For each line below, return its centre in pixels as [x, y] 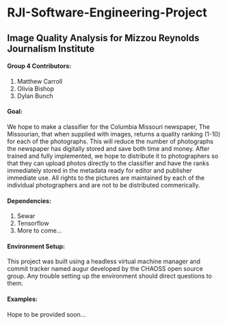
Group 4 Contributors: [39, 66]
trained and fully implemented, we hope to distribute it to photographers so [113, 156]
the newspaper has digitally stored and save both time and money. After [108, 148]
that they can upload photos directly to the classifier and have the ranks [108, 163]
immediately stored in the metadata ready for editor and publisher [100, 170]
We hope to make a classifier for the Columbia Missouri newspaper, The [109, 127]
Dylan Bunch [35, 96]
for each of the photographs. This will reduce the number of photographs [110, 141]
